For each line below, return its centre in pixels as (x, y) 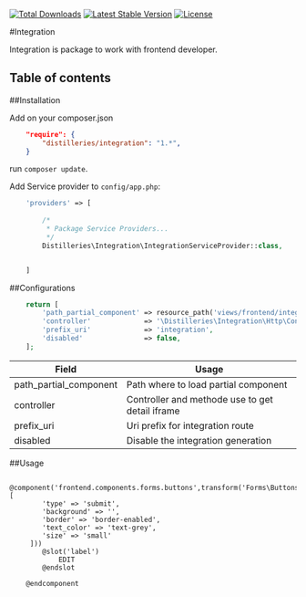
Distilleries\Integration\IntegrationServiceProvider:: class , (163, 246)
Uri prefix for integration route (190, 425)
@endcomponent (52, 583)
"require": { (51, 134)
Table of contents (60, 78)
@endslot (59, 567)
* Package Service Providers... (107, 229)
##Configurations (42, 288)
